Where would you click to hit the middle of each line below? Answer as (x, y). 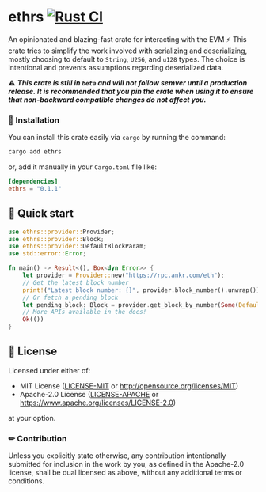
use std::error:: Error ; (47, 254)
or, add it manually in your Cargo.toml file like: (82, 167)
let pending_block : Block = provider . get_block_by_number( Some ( (131, 305)
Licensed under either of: (49, 370)
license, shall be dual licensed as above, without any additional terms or (125, 473)
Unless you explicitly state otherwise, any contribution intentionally (117, 456)
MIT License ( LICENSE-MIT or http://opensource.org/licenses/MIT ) (129, 386)
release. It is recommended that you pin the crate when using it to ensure (131, 91)
